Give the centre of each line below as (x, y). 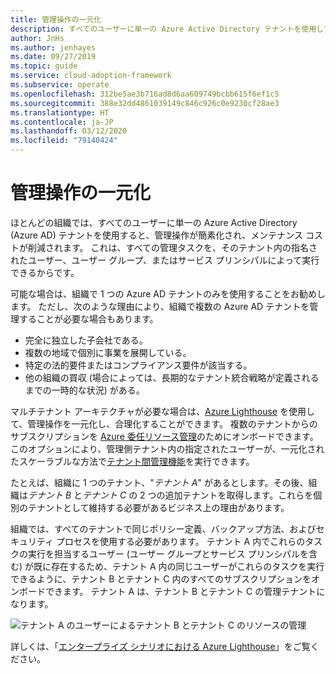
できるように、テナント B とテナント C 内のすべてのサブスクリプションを (161, 578)
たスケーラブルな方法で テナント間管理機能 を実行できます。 (132, 461)
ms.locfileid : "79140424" (64, 141)
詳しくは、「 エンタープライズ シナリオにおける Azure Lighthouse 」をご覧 (160, 646)
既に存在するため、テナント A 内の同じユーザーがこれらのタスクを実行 (179, 566)
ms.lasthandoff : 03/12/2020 (69, 131)
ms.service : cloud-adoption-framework (91, 76)
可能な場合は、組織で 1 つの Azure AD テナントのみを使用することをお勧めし (168, 293)
